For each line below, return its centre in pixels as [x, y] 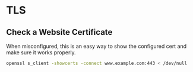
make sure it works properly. [41, 53]
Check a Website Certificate [59, 32]
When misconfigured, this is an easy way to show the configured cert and [96, 46]
